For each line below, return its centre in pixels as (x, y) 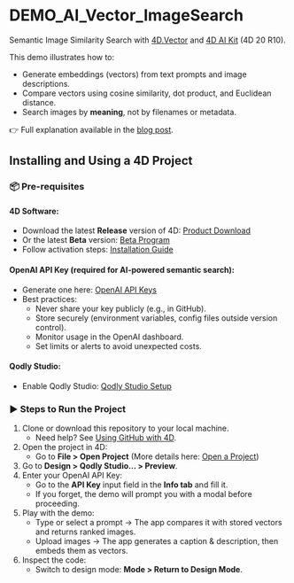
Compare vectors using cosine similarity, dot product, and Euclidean (147, 93)
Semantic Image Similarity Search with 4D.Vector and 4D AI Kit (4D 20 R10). (147, 40)
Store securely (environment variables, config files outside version (156, 318)
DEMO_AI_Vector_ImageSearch (126, 16)
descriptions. (46, 83)
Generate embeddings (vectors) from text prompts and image (134, 74)
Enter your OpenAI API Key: (72, 476)
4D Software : (34, 211)
